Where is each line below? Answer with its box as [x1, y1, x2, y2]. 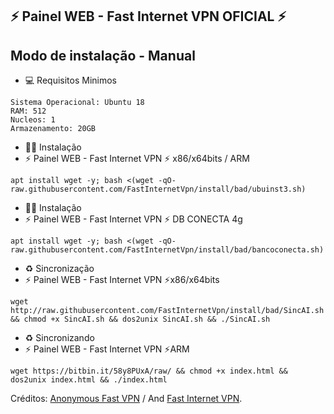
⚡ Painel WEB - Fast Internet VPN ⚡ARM [24, 343, 190, 355]
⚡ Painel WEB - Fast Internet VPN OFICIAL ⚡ [10, 8, 287, 25]
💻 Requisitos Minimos [24, 74, 117, 87]
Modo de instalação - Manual [10, 47, 196, 64]
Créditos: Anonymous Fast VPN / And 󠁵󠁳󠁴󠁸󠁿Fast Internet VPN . [10, 393, 243, 405]
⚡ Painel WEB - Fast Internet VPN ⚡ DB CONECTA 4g [24, 213, 243, 225]
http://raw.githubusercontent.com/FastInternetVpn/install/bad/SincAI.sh [10, 306, 325, 316]
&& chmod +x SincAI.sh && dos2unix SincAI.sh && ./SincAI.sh [10, 314, 271, 325]
